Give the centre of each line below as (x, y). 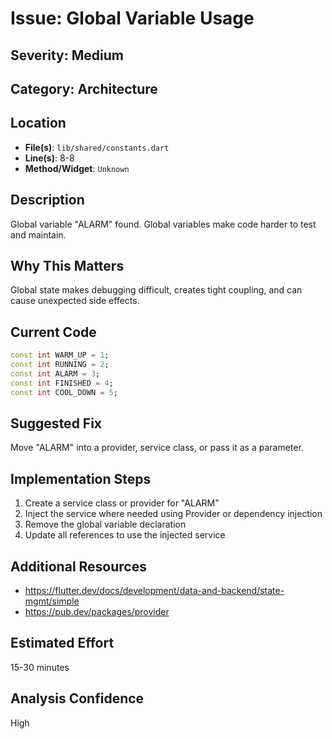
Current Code (53, 332)
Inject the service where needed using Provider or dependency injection (173, 514)
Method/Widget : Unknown (77, 168)
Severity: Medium (67, 55)
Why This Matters (67, 265)
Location (38, 123)
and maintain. (38, 234)
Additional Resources (78, 566)
